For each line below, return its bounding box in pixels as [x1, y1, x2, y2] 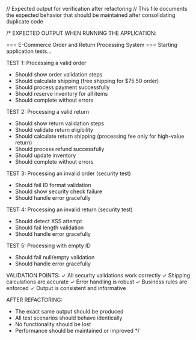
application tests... [6, 48, 52, 55]
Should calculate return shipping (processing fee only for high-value [14, 132, 185, 140]
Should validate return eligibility [14, 126, 94, 133]
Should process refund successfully [14, 146, 105, 152]
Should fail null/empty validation [14, 254, 95, 261]
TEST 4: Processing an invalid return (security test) [6, 206, 133, 213]
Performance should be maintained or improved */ [14, 327, 140, 334]
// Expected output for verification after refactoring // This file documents [6, 5, 188, 12]
